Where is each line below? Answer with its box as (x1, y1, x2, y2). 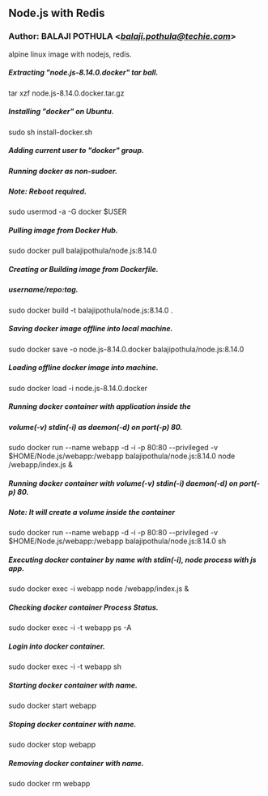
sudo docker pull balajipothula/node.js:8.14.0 (8, 246, 158, 256)
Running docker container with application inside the (8, 402, 192, 411)
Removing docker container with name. (8, 758, 144, 768)
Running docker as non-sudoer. (8, 166, 118, 176)
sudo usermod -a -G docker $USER (8, 206, 127, 217)
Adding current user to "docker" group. (8, 146, 144, 155)
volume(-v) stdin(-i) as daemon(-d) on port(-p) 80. (8, 422, 183, 432)
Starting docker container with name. (8, 680, 138, 690)
